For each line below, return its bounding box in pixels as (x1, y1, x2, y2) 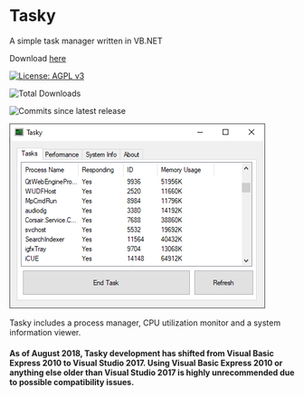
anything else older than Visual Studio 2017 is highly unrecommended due (9, 367, 295, 378)
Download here (9, 52, 66, 63)
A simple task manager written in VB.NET (9, 35, 163, 46)
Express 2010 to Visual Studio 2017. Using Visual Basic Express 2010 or (9, 357, 283, 368)
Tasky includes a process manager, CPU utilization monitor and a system (9, 317, 281, 328)
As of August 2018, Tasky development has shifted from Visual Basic (9, 347, 274, 358)
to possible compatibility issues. (9, 376, 135, 387)
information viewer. (9, 326, 81, 337)
